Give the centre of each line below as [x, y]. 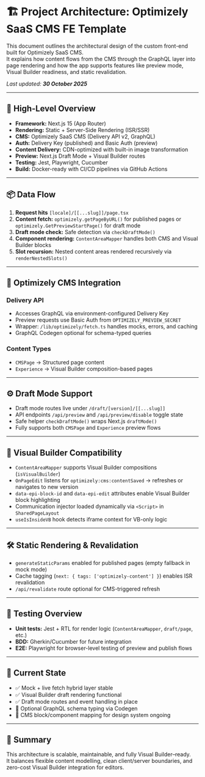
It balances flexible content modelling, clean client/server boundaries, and [99, 761]
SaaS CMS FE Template [67, 29]
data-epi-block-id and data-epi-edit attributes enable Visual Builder [103, 493]
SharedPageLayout [37, 514]
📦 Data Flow [31, 195]
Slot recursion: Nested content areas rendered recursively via [93, 251]
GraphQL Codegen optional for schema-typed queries [83, 333]
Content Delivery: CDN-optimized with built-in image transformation [102, 149]
